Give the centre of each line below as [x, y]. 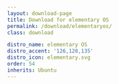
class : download [30, 32]
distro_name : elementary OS [47, 45]
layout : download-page [40, 13]
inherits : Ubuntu [32, 70]
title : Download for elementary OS [58, 20]
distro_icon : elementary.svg [49, 58]
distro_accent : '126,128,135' [51, 51]
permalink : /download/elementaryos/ [60, 26]
